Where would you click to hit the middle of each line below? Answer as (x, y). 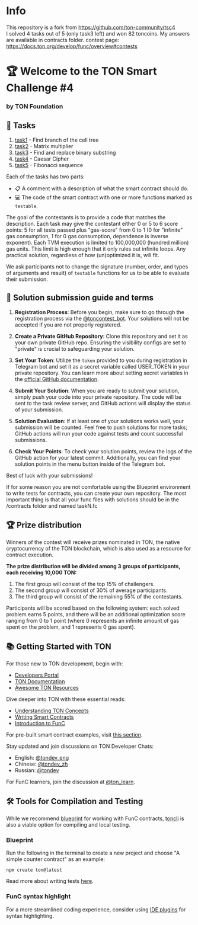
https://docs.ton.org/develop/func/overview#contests (72, 46)
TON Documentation (40, 681)
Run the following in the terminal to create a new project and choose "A (93, 853)
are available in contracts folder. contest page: (63, 40)
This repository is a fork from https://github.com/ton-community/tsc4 (91, 27)
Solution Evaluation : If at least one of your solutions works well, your (99, 421)
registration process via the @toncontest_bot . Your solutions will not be (102, 318)
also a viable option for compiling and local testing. (68, 825)
